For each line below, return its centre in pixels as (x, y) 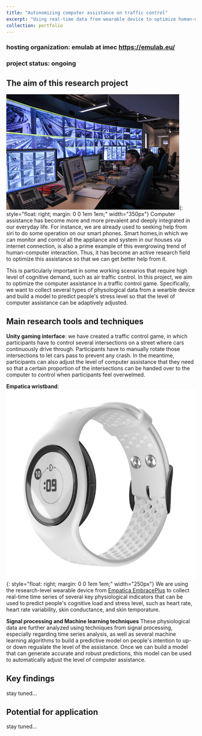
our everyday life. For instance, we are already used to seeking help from (97, 227)
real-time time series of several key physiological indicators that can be (95, 597)
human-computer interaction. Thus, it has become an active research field (98, 253)
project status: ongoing (41, 63)
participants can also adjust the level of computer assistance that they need (100, 361)
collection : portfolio (35, 25)
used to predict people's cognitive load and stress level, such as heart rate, (99, 603)
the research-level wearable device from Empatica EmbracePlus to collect (98, 590)
